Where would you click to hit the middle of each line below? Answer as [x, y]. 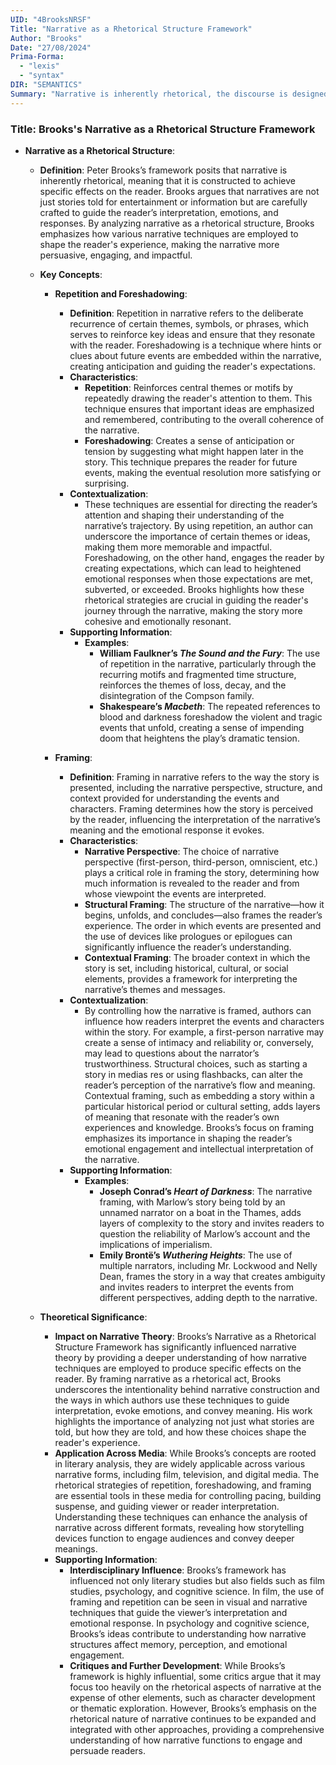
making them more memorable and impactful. [178, 547]
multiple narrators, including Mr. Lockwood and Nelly [208, 1265]
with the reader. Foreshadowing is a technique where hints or [195, 345]
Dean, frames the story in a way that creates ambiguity [212, 1276]
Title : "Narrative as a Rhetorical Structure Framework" [131, 29]
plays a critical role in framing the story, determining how [202, 872]
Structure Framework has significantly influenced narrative [175, 1347]
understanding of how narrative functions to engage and [186, 1740]
